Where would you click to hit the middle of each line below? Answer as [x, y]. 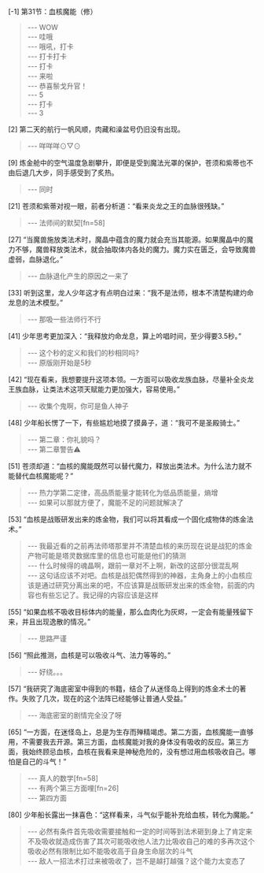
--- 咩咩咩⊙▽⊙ [54, 146]
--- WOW [43, 27]
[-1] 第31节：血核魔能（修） [53, 11]
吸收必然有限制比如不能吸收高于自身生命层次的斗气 [110, 851]
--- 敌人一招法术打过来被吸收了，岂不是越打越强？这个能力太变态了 [136, 861]
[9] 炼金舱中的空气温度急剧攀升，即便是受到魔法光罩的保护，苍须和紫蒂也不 [131, 163]
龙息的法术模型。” [36, 303]
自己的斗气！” [44, 762]
